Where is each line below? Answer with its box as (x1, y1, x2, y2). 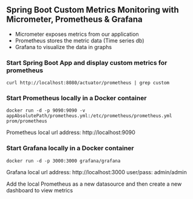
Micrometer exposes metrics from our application (15, 30, 140, 38)
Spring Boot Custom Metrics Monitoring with (6, 5, 179, 15)
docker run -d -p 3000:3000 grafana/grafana (6, 158, 121, 164)
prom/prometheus (6, 118, 47, 124)
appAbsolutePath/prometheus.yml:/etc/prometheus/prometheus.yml (6, 113, 172, 119)
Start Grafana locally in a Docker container (6, 144, 135, 152)
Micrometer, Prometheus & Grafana (6, 15, 143, 25)
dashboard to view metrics (6, 186, 73, 194)
